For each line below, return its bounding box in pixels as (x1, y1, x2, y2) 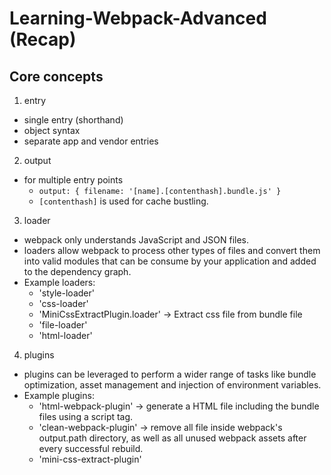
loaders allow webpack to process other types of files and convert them (23, 245, 321, 256)
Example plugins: (23, 390, 95, 401)
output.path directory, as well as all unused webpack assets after (38, 432, 307, 444)
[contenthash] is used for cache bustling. (38, 195, 209, 207)
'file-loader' (38, 319, 88, 331)
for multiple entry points (23, 174, 124, 186)
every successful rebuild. (38, 443, 144, 454)
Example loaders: (23, 277, 96, 288)
